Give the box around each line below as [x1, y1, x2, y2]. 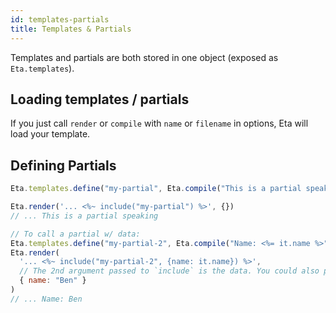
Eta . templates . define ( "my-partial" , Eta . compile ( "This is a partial [10, 184, 302, 194]
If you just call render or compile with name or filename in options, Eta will [10, 117, 309, 130]
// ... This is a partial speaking [10, 211, 159, 221]
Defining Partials [10, 157, 117, 174]
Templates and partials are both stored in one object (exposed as [10, 51, 279, 63]
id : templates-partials [10, 14, 110, 25]
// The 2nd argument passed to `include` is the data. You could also [19, 266, 320, 276]
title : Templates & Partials [10, 24, 132, 34]
